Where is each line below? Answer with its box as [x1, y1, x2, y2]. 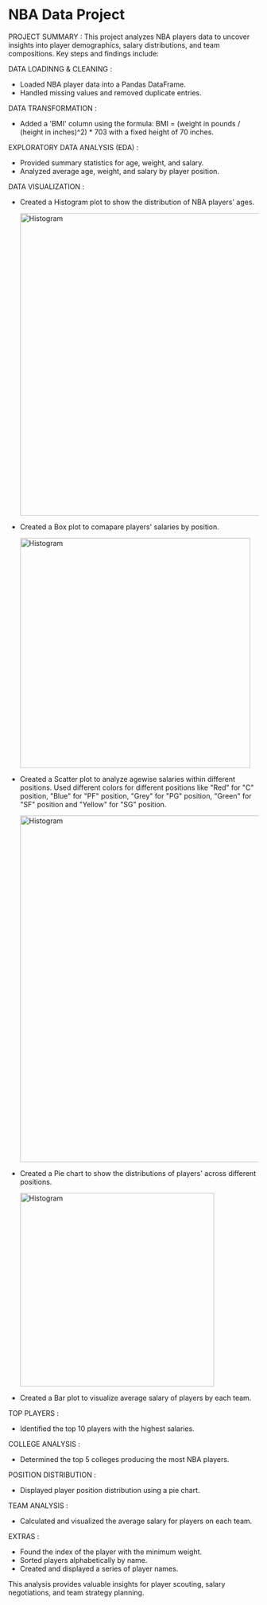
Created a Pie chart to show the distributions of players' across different [19, 1168, 257, 1178]
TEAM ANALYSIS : [8, 1500, 69, 1510]
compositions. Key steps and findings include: [8, 48, 159, 58]
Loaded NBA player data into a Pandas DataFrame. [19, 79, 187, 89]
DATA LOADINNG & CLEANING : [8, 64, 113, 73]
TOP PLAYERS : [8, 1408, 60, 1417]
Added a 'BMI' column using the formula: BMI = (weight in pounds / [19, 118, 241, 128]
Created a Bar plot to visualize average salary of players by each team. [19, 1393, 252, 1402]
